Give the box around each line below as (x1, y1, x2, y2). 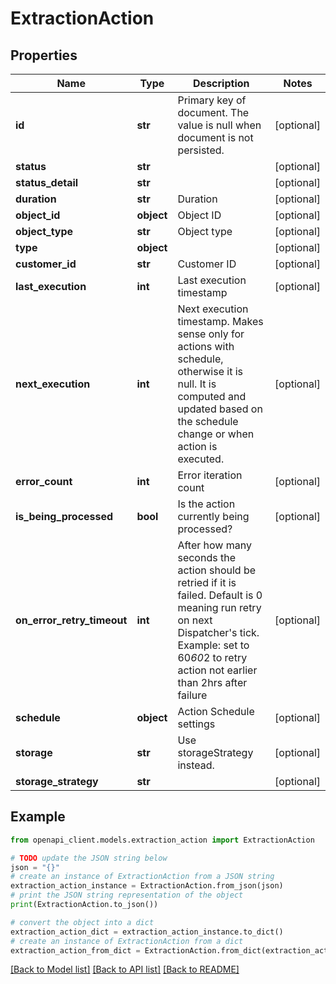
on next (177, 613, 213, 627)
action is (177, 440, 218, 453)
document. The (177, 106, 250, 119)
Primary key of (177, 93, 247, 107)
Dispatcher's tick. (177, 626, 260, 639)
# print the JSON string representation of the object (10, 890, 244, 901)
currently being (177, 510, 250, 523)
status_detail (15, 176, 79, 189)
